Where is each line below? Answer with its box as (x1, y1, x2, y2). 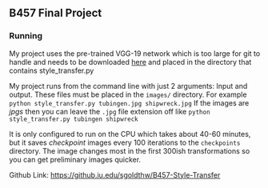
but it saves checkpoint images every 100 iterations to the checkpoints (9, 138, 241, 147)
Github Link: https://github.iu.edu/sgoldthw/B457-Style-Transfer (9, 170, 221, 179)
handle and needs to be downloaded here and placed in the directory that (9, 57, 252, 66)
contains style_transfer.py (9, 66, 94, 75)
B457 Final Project (9, 6, 102, 20)
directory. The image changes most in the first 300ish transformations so (9, 146, 250, 155)
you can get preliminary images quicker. (9, 154, 142, 164)
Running (9, 30, 43, 42)
